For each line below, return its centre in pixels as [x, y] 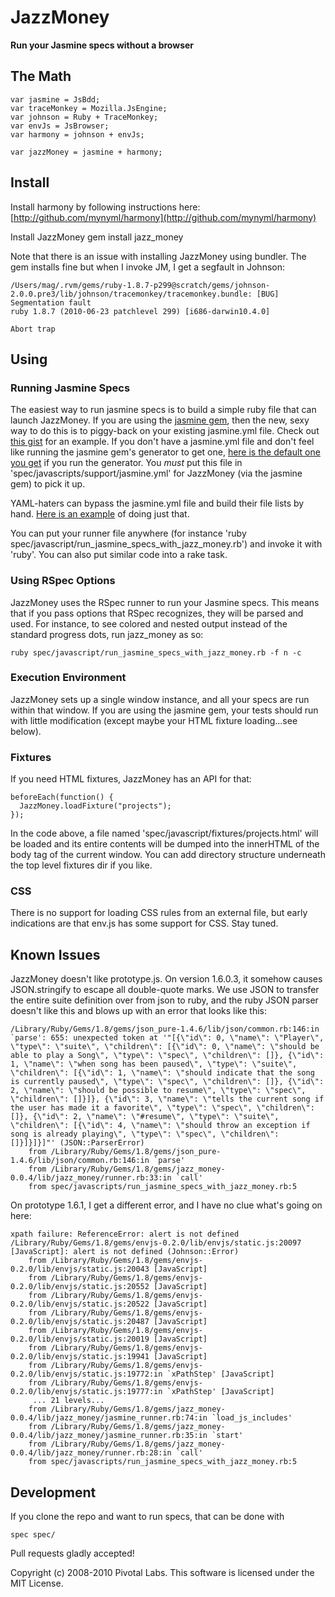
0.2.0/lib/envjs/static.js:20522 [80, 1304]
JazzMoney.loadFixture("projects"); [95, 806]
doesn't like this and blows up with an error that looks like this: [139, 1011]
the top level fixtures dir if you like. [81, 865]
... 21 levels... [68, 1401]
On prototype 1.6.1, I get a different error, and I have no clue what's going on [166, 1205]
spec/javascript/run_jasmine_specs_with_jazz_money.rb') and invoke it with [166, 544]
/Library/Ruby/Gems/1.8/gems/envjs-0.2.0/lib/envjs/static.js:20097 [156, 1243]
